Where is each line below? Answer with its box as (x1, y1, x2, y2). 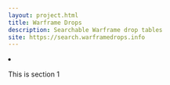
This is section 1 (8, 69, 60, 79)
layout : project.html (8, 11, 79, 19)
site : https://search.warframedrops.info (8, 33, 146, 41)
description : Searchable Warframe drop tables (8, 26, 163, 34)
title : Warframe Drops (8, 19, 82, 27)
